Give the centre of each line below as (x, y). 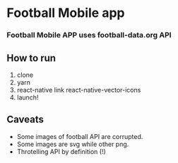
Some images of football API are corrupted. (80, 136)
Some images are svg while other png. (73, 144)
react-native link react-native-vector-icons (79, 90)
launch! (28, 97)
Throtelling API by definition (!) (61, 151)
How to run (31, 58)
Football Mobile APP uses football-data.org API (89, 35)
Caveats (25, 120)
